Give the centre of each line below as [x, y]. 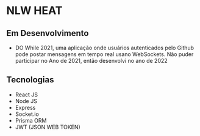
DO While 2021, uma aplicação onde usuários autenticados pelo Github [104, 48]
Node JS [26, 101]
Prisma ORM [31, 120]
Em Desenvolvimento [48, 33]
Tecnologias [30, 80]
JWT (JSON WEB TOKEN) [48, 127]
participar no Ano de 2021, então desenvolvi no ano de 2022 [91, 61]
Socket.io [27, 114]
